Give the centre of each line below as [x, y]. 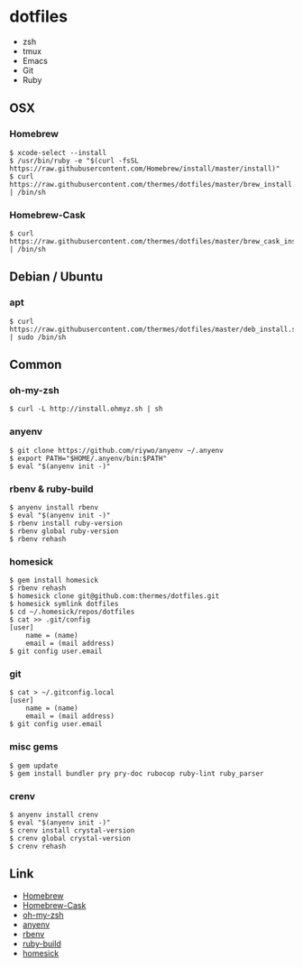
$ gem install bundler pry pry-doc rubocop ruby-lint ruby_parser [137, 773]
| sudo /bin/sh [38, 337]
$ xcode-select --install [58, 152]
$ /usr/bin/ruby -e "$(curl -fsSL [74, 161]
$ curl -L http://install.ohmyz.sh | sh [87, 409]
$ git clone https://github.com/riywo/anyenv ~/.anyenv [116, 450]
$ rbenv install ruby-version [66, 523]
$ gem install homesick [54, 580]
